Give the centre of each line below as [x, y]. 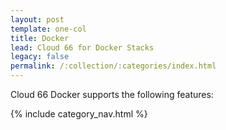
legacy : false [40, 57]
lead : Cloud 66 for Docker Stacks [82, 47]
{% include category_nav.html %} [79, 114]
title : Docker [40, 38]
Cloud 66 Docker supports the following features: [112, 94]
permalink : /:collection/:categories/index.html [113, 66]
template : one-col [48, 29]
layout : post [37, 19]
